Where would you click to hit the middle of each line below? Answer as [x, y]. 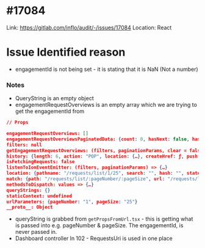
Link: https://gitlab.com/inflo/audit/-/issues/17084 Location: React [89, 27]
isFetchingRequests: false [41, 162]
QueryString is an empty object [54, 98]
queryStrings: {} [28, 190]
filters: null [24, 145]
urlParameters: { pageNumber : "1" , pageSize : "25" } [72, 202]
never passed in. [36, 232]
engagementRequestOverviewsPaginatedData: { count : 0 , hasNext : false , [98, 139]
